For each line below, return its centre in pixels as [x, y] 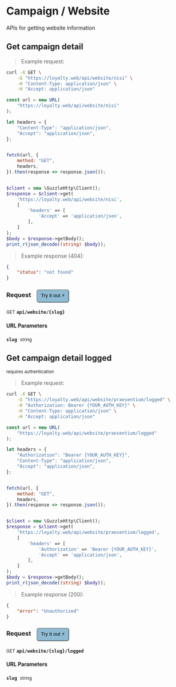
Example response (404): [52, 256]
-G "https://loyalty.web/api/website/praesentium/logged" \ [94, 400]
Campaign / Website [58, 11]
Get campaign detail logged [59, 358]
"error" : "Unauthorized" [48, 611]
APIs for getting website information [51, 28]
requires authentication [30, 372]
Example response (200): [52, 594]
